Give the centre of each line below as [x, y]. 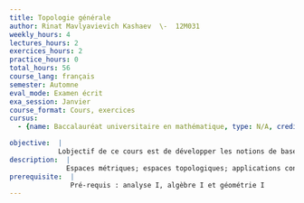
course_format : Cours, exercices [72, 110]
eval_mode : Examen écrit [56, 93]
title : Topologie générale [60, 18]
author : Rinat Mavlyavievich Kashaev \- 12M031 [105, 26]
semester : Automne [44, 85]
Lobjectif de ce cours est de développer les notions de [167, 152]
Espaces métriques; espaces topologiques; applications [174, 168]
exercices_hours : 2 [46, 51]
